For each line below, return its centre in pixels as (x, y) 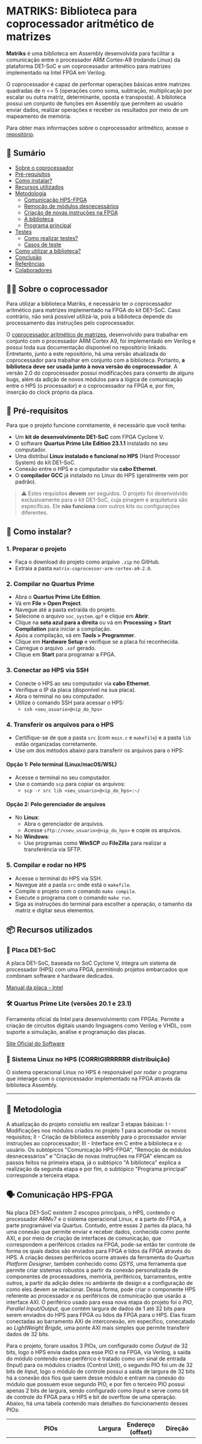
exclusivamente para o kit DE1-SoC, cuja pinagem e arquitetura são (104, 500)
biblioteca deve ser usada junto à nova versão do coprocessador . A (92, 366)
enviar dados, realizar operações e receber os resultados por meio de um (97, 110)
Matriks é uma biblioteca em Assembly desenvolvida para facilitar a (90, 53)
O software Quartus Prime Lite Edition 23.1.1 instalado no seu (91, 443)
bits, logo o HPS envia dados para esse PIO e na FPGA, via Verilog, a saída (99, 1352)
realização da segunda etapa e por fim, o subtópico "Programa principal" (97, 1169)
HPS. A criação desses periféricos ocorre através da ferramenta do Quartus (100, 1257)
